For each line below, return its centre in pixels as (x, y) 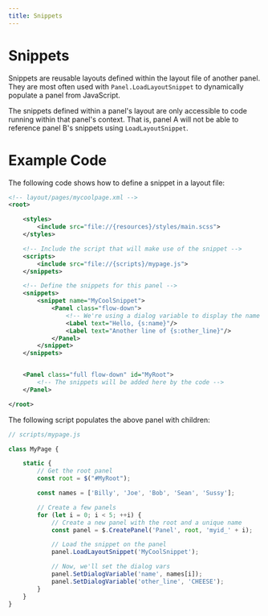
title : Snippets (35, 16)
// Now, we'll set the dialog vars (111, 567)
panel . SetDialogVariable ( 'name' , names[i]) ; (127, 574)
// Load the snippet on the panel (109, 544)
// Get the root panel (75, 471)
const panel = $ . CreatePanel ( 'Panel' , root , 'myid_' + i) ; (152, 530)
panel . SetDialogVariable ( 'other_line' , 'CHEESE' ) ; (138, 581)
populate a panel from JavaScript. (64, 95)
